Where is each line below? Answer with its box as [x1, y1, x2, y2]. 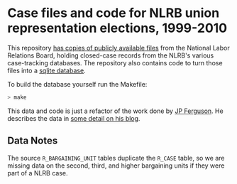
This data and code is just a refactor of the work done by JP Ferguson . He [7, 107, 224, 115]
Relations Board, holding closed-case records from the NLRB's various [7, 51, 214, 60]
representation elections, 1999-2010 [7, 20, 228, 36]
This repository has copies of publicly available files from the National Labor [7, 43, 230, 52]
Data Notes [7, 135, 58, 147]
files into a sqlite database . [7, 66, 87, 75]
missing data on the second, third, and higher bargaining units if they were [7, 161, 225, 170]
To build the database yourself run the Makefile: [7, 80, 148, 88]
